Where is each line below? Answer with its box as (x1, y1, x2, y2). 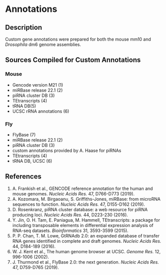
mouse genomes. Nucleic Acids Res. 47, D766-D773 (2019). (12, 190, 135, 196)
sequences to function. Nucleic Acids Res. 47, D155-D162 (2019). (12, 201, 145, 207)
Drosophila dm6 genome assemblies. (5, 42, 81, 47)
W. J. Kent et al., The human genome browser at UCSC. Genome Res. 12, (12, 248, 161, 254)
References (5, 172, 42, 181)
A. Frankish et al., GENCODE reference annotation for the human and (12, 185, 153, 191)
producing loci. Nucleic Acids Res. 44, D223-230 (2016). (12, 212, 128, 218)
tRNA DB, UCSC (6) (12, 158, 53, 164)
